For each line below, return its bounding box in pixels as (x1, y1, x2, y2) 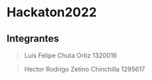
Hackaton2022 (6, 4, 97, 21)
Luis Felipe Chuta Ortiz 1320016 (23, 51, 118, 59)
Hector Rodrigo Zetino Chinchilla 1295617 (23, 65, 146, 73)
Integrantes (6, 33, 60, 45)
